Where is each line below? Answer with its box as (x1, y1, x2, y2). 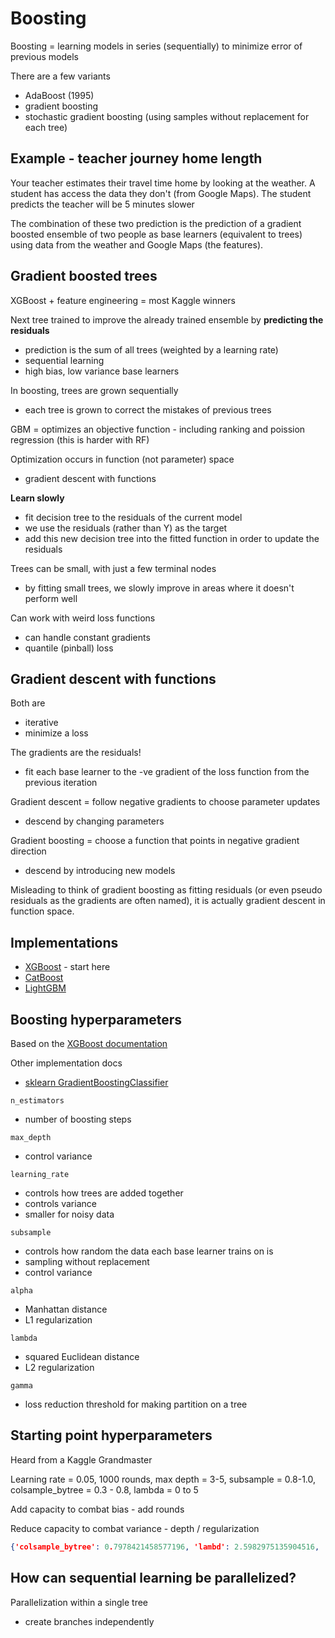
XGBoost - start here (24, 961, 111, 973)
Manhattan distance (24, 1303, 108, 1315)
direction (10, 845, 47, 857)
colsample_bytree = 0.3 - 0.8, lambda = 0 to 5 (10, 1483, 199, 1496)
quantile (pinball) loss (24, 642, 114, 654)
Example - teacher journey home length (10, 150, 263, 167)
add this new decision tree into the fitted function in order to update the (24, 532, 320, 544)
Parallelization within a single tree (10, 1596, 149, 1608)
